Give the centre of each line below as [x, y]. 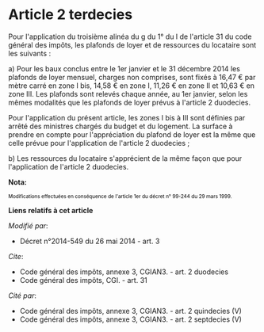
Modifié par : [29, 225]
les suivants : [30, 53]
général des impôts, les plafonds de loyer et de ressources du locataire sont [132, 44]
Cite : [16, 256]
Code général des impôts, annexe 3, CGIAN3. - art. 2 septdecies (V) [130, 319]
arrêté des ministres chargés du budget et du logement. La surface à [121, 126]
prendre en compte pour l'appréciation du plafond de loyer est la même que [132, 134]
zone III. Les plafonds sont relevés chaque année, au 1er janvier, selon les [128, 93]
